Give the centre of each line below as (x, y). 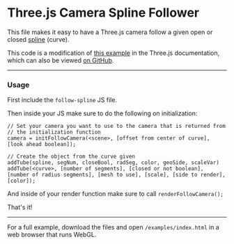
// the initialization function (54, 132)
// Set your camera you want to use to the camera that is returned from (117, 127)
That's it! (20, 207)
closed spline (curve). (38, 39)
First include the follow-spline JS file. (62, 100)
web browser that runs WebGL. (52, 235)
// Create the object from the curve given (71, 157)
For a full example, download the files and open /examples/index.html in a (113, 227)
